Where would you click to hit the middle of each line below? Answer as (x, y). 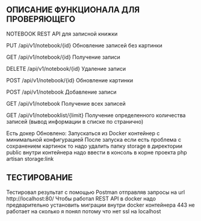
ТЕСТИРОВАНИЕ (40, 177)
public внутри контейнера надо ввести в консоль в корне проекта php (97, 152)
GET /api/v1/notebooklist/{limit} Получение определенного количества (96, 115)
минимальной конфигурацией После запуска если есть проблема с (94, 139)
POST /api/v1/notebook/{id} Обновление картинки (70, 80)
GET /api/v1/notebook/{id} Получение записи (63, 57)
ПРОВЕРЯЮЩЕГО (41, 20)
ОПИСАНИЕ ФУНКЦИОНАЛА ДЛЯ (73, 10)
